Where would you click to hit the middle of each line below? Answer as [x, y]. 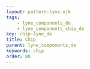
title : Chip [21, 40]
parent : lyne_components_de [41, 46]
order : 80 [19, 56]
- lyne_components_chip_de [51, 28]
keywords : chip [25, 51]
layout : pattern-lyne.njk [38, 12]
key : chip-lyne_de [29, 34]
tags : [13, 17]
